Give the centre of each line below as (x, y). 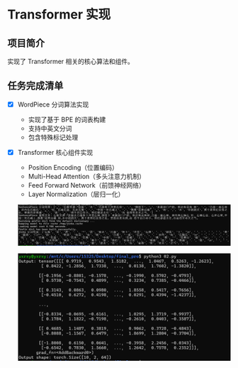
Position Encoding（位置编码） (73, 167)
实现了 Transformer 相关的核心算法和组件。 (71, 61)
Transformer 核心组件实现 (55, 152)
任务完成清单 (35, 86)
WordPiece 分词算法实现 (53, 104)
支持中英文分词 (50, 128)
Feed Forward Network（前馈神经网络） (86, 185)
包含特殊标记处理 (53, 137)
